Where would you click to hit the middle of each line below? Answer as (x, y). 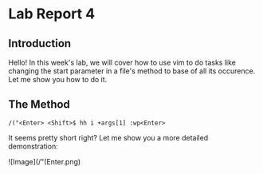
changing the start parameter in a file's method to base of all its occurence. (132, 71)
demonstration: (33, 146)
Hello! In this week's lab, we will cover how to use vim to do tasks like (122, 62)
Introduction (40, 43)
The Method (39, 105)
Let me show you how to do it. (58, 79)
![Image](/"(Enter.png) (45, 161)
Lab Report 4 (52, 14)
